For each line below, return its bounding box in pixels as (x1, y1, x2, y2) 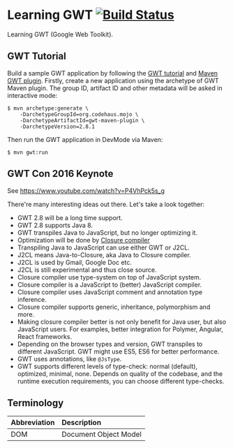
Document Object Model (61, 430, 142, 440)
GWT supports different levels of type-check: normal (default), (17, 362, 197, 370)
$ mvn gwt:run (7, 149, 49, 156)
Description (61, 418, 102, 428)
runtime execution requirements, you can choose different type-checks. (17, 377, 225, 385)
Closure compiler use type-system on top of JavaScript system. (17, 273, 202, 281)
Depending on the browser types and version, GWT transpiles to (17, 340, 203, 348)
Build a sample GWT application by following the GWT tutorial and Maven (7, 68, 218, 77)
